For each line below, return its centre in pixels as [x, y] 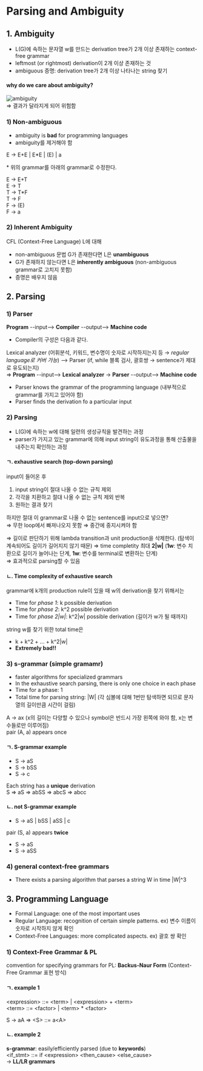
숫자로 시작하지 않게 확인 [44, 928]
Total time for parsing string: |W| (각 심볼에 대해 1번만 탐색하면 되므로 [99, 697]
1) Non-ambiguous [34, 122]
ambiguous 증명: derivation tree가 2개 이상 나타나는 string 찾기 [91, 71]
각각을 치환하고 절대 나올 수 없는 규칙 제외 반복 [70, 497]
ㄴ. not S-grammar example [42, 807]
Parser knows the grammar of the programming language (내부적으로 [101, 387]
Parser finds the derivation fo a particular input [73, 402]
